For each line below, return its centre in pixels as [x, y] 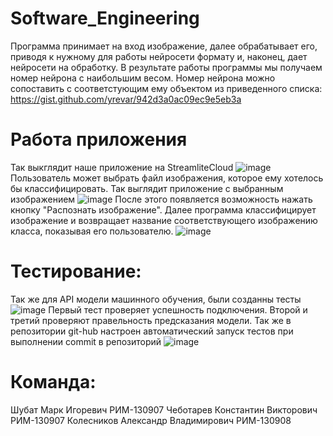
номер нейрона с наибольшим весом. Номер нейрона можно [143, 78]
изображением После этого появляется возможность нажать [161, 199]
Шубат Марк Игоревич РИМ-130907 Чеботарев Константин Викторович [164, 409]
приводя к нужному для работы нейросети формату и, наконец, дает [159, 56]
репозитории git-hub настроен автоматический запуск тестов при [152, 331]
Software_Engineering [105, 18]
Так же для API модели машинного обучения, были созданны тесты [156, 299]
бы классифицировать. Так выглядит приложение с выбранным [147, 188]
